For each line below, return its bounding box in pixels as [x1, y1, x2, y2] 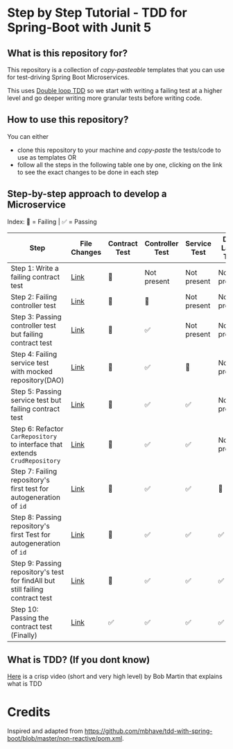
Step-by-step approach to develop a [7, 188, 168, 200]
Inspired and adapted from [7, 727, 83, 735]
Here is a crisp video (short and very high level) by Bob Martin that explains [7, 672, 223, 681]
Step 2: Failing [10, 292, 58, 301]
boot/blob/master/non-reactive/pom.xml [7, 734, 123, 743]
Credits [7, 704, 51, 720]
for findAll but [10, 575, 55, 585]
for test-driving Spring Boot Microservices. [7, 73, 130, 81]
